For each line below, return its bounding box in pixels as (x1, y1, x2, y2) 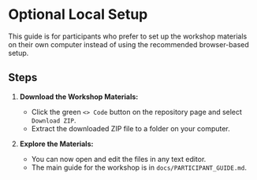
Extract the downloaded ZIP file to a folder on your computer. (31, 123, 230, 133)
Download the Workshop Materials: (19, 92, 139, 101)
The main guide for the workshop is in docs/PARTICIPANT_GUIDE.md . (31, 163, 247, 172)
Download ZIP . (31, 116, 76, 125)
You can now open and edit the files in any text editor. (31, 154, 207, 163)
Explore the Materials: (19, 139, 94, 149)
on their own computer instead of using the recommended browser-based (8, 39, 250, 49)
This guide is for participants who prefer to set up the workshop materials (8, 31, 248, 41)
